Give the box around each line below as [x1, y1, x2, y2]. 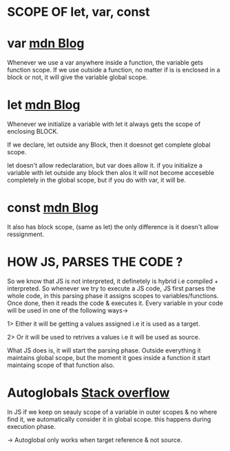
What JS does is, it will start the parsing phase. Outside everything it [7, 346, 201, 355]
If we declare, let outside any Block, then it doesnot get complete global [7, 140, 211, 149]
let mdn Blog [7, 97, 81, 113]
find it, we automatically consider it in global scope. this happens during [7, 415, 211, 423]
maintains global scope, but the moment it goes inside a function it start [7, 353, 211, 361]
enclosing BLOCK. [7, 127, 59, 136]
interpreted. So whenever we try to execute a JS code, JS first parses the [7, 284, 216, 293]
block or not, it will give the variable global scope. [7, 73, 148, 81]
